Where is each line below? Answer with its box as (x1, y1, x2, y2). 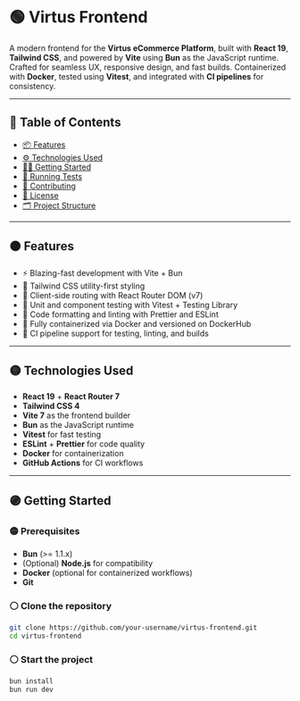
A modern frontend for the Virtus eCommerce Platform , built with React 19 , (9, 42, 288, 54)
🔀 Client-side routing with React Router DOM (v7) (21, 289, 204, 300)
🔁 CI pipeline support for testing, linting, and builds (21, 328, 210, 338)
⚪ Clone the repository (9, 599, 112, 612)
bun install (9, 677, 54, 686)
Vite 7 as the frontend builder (21, 410, 131, 421)
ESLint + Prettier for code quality (21, 438, 146, 449)
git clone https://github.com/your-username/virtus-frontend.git (9, 623, 257, 632)
